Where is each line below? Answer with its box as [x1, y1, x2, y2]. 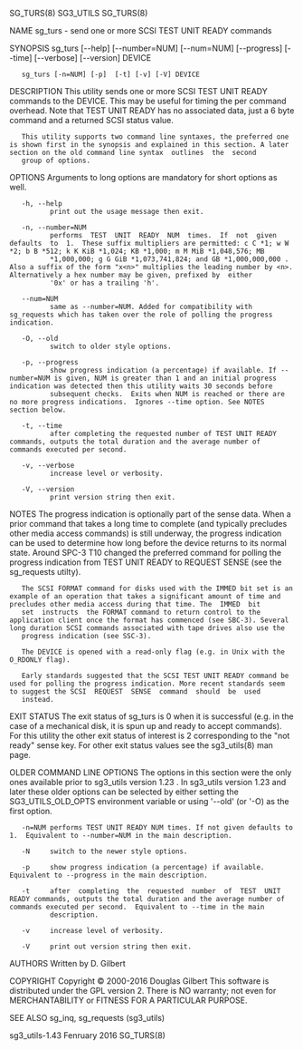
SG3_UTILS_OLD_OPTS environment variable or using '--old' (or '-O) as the [9, 796, 289, 806]
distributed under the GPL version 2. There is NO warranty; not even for [9, 986, 277, 996]
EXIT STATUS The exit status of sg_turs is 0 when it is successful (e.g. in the [9, 711, 294, 722]
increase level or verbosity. [49, 469, 165, 478]
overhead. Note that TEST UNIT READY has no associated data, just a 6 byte [9, 105, 295, 116]
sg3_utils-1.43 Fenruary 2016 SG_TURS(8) [9, 1030, 166, 1041]
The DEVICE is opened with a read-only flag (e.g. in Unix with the [21, 647, 285, 656]
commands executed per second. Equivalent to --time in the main [9, 902, 265, 911]
